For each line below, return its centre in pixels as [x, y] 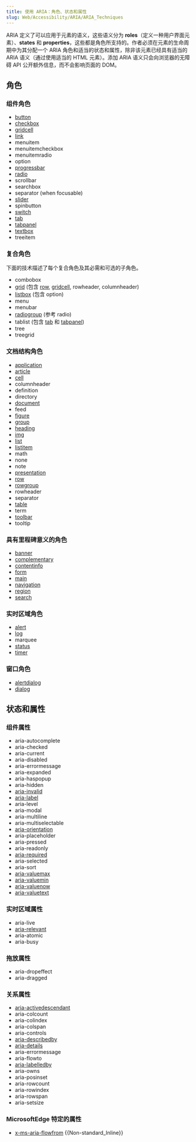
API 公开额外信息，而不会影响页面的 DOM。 [66, 65]
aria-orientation [34, 829]
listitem [23, 447]
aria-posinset [31, 1077]
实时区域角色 [25, 614]
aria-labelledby [33, 1065]
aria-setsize [29, 1103]
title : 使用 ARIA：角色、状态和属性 [47, 12]
